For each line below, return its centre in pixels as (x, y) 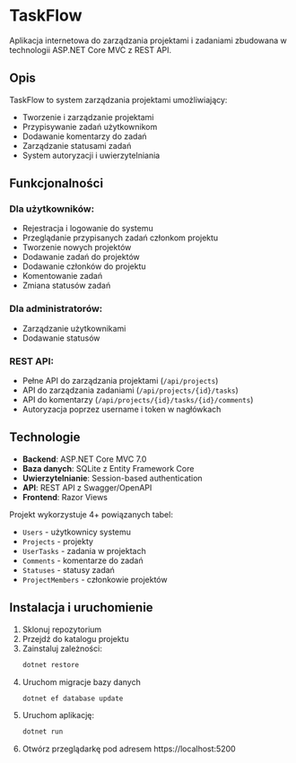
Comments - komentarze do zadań (83, 560)
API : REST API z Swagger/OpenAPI (87, 487)
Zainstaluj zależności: (62, 648)
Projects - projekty (58, 541)
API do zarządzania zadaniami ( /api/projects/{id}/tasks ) (131, 390)
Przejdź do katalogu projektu (75, 638)
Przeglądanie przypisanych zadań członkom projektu (120, 238)
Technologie (45, 437)
